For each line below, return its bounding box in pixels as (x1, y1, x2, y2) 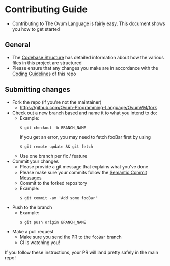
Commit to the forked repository (19, 180, 88, 186)
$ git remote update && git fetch (19, 144, 93, 149)
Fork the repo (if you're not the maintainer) (12, 99, 102, 105)
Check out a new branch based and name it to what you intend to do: (12, 110, 157, 116)
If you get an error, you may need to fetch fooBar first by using (19, 134, 151, 140)
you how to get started (12, 26, 60, 32)
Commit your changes (12, 158, 59, 164)
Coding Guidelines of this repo (12, 70, 76, 77)
